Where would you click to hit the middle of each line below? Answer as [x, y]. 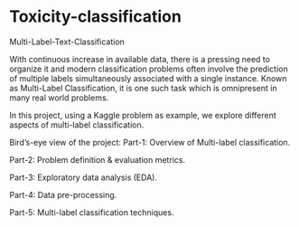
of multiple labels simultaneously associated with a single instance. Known [148, 78]
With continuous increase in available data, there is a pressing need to [140, 59]
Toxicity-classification [96, 17]
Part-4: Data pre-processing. [63, 194]
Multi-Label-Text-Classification [67, 42]
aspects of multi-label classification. [77, 125]
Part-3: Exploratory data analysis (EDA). [84, 177]
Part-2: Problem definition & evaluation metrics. [98, 159]
